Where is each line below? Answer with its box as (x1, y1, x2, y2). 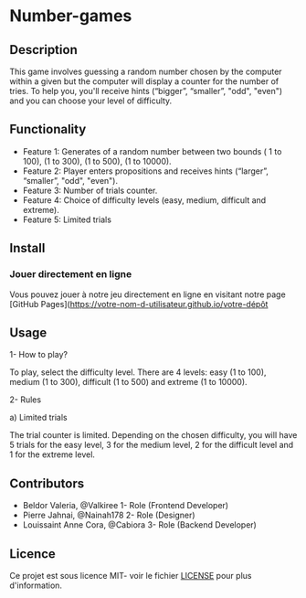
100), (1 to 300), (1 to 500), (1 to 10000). (22, 155, 172, 166)
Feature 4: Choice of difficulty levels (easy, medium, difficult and (22, 194, 267, 206)
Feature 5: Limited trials (22, 214, 112, 225)
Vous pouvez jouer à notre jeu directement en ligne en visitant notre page (9, 289, 286, 300)
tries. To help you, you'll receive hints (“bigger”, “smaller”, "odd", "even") (9, 86, 283, 96)
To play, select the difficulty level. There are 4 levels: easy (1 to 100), (9, 367, 267, 378)
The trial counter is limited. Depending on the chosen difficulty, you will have (9, 430, 298, 441)
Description (9, 42, 78, 58)
